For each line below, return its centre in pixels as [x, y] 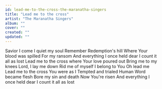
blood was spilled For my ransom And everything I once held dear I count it [81, 56]
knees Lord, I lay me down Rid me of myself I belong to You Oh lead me [77, 66]
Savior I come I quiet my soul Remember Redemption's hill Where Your [77, 51]
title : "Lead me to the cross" [37, 14]
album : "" [15, 23]
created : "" [17, 32]
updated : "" [17, 37]
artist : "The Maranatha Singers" [39, 19]
